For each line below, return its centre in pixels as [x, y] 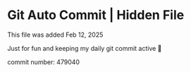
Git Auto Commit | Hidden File [96, 15]
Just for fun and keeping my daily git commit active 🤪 [85, 48]
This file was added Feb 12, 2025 [55, 35]
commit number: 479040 [43, 62]
